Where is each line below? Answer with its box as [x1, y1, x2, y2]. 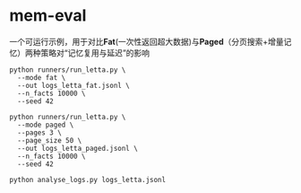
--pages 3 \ [17, 127, 63, 137]
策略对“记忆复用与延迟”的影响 [39, 47, 150, 58]
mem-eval [9, 5, 87, 26]
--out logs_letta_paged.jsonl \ [17, 144, 139, 153]
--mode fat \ [17, 73, 66, 82]
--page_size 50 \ [17, 136, 82, 145]
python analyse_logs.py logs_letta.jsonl [9, 175, 167, 184]
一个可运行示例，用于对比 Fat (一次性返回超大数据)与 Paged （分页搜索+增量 [9, 36, 284, 47]
